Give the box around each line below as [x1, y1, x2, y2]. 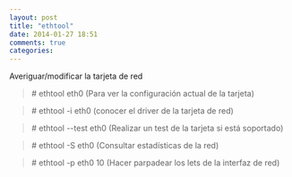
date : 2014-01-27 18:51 [9, 29, 99, 38]
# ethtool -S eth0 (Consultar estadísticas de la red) [30, 140, 219, 151]
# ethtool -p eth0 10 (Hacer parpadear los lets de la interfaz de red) [30, 157, 280, 168]
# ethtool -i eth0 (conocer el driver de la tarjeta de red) [30, 105, 235, 116]
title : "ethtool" [9, 21, 74, 30]
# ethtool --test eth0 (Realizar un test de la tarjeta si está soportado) [30, 122, 284, 134]
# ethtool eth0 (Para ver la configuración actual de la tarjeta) [30, 88, 255, 99]
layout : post [9, 13, 58, 22]
